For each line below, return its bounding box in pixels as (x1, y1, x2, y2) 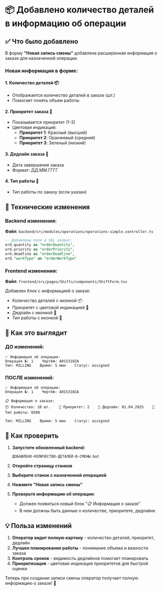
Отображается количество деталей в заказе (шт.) (12, 92, 115, 98)
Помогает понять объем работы (12, 98, 80, 103)
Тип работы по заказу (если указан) (12, 189, 87, 195)
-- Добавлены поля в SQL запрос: (5, 238, 73, 243)
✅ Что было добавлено (5, 37, 79, 46)
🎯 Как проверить (5, 432, 59, 440)
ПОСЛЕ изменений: (5, 374, 54, 381)
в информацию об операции (5, 18, 127, 29)
